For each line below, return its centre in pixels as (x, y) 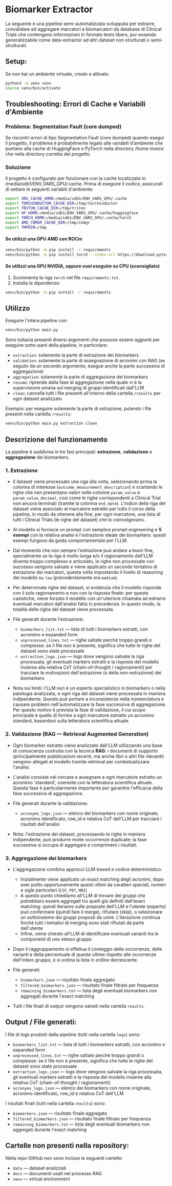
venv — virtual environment (41, 1179)
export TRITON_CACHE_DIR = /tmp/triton (46, 209)
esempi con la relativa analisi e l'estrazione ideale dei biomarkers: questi (89, 535)
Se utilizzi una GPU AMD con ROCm (44, 239)
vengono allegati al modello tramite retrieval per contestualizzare (81, 761)
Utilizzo (18, 308)
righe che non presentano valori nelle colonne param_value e (76, 492)
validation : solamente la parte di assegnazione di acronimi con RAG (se (89, 361)
